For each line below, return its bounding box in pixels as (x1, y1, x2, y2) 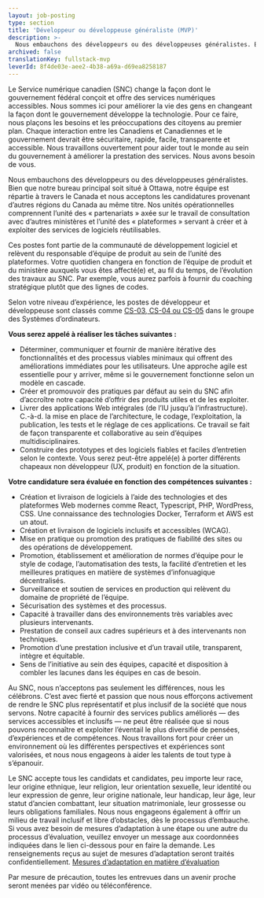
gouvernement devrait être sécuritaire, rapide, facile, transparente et (8, 135, 230, 144)
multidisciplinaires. (19, 436, 81, 445)
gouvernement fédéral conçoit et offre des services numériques (8, 92, 216, 102)
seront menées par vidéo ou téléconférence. (8, 881, 152, 890)
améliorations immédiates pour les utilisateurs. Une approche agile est (19, 361, 247, 371)
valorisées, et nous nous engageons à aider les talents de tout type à (8, 749, 232, 759)
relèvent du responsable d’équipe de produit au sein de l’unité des (8, 249, 222, 258)
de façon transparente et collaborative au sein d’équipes (19, 428, 203, 438)
